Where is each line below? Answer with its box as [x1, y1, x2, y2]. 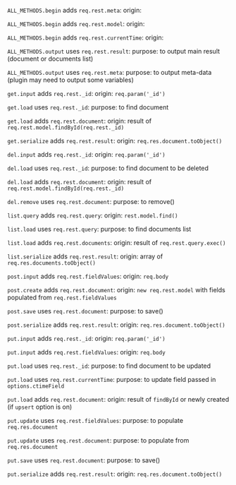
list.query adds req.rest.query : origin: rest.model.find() [7, 211, 178, 220]
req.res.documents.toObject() [7, 260, 97, 267]
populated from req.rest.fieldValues [7, 293, 118, 301]
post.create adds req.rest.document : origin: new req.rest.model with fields [7, 286, 225, 294]
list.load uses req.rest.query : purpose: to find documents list [7, 225, 192, 233]
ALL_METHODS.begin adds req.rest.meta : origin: [7, 6, 142, 14]
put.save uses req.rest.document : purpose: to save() [7, 456, 161, 465]
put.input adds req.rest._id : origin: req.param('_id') [7, 335, 166, 342]
